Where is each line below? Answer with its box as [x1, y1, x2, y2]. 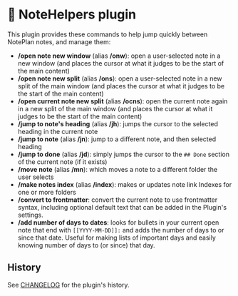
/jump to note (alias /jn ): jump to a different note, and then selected [17, 135, 217, 143]
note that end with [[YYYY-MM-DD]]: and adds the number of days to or [17, 225, 224, 234]
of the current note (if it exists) [17, 157, 108, 166]
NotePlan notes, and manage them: [7, 37, 111, 46]
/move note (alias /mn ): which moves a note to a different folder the [17, 165, 218, 173]
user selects [17, 173, 54, 181]
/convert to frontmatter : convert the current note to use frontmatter [17, 195, 218, 204]
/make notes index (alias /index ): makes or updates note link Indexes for [17, 180, 232, 188]
